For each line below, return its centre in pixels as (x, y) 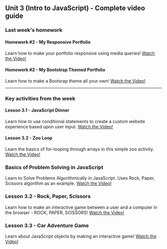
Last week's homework (34, 30)
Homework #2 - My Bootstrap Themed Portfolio (55, 70)
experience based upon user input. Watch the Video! (59, 126)
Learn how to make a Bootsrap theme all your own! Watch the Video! (75, 81)
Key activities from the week (40, 98)
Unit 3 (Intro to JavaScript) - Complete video (75, 8)
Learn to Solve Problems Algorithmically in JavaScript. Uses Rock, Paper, (80, 178)
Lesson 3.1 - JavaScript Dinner (37, 110)
